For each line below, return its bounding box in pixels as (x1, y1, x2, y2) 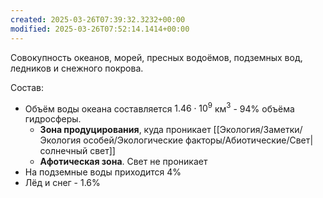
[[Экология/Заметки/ (213, 124, 303, 136)
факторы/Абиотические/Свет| (184, 134, 314, 146)
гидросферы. (24, 113, 82, 125)
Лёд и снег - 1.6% (24, 177, 101, 189)
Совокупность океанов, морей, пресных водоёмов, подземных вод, (10, 51, 303, 63)
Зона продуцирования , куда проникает (39, 124, 212, 136)
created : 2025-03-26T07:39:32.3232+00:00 (10, 14, 186, 25)
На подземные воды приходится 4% (24, 166, 182, 178)
